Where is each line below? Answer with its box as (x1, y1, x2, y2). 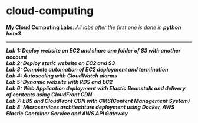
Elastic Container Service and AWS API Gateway (6, 109, 128, 116)
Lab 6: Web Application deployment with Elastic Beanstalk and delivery (6, 85, 186, 92)
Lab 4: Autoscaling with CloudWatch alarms (6, 72, 118, 79)
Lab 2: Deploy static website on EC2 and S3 (6, 59, 115, 66)
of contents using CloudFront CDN (6, 90, 93, 98)
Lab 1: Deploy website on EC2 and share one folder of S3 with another (6, 47, 181, 54)
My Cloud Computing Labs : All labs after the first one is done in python (6, 24, 181, 31)
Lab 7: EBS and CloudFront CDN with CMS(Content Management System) (6, 97, 190, 104)
